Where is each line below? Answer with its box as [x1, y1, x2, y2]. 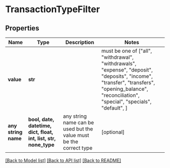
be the [63, 138, 78, 145]
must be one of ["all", [101, 47, 152, 54]
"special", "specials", [101, 98, 152, 105]
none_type [28, 141, 55, 148]
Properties [5, 24, 39, 32]
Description [65, 39, 95, 46]
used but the [63, 125, 93, 132]
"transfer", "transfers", [101, 79, 155, 86]
